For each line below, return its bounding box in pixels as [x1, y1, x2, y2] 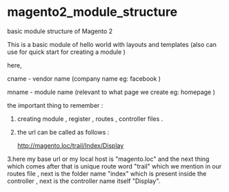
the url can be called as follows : [17, 128, 110, 136]
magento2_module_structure [7, 4, 178, 20]
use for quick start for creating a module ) [7, 48, 126, 56]
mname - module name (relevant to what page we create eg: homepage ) [7, 88, 216, 96]
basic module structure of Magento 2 [7, 27, 113, 35]
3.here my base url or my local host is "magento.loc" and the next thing [7, 155, 210, 163]
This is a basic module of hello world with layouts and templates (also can [7, 40, 217, 48]
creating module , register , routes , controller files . [17, 115, 163, 123]
